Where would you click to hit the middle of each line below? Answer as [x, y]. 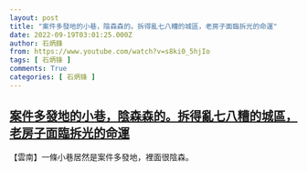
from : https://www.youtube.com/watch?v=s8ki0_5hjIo [110, 52]
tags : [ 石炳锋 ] [40, 60]
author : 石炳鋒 [36, 43]
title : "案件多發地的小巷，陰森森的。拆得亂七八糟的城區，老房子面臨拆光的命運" [143, 26]
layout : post [34, 18]
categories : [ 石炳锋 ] [53, 77]
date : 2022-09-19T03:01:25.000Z [71, 35]
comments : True [38, 69]
